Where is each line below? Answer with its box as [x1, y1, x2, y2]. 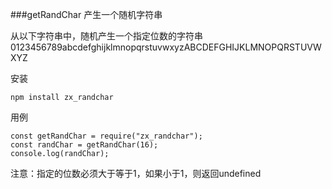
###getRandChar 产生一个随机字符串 [10, 9, 163, 20]
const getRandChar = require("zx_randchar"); [10, 131, 203, 141]
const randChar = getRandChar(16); [10, 140, 159, 150]
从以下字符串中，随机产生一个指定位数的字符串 [10, 30, 203, 42]
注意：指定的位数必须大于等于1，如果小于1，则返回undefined [10, 168, 262, 179]
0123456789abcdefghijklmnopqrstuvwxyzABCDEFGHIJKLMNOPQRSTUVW [10, 41, 322, 53]
